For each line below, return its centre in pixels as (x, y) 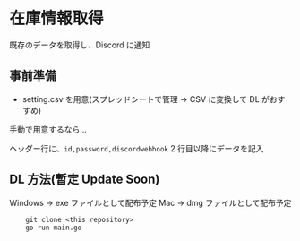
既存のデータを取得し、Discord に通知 (80, 45)
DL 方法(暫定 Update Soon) (85, 180)
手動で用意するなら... (48, 129)
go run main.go (54, 228)
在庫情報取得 (57, 18)
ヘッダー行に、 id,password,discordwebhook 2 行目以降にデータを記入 (137, 148)
